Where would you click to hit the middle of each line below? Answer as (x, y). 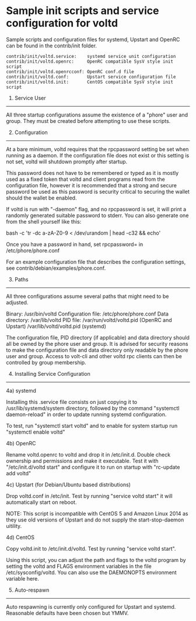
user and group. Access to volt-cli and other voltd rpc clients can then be (94, 356)
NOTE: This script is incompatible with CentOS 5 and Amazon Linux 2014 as (97, 513)
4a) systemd (21, 390)
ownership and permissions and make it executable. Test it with (82, 461)
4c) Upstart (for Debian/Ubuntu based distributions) (69, 485)
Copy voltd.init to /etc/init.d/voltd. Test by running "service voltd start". (91, 548)
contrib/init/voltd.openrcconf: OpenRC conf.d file (70, 71)
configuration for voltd (62, 23)
